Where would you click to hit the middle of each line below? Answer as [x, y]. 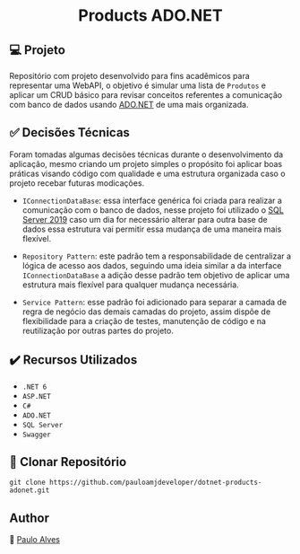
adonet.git [30, 490]
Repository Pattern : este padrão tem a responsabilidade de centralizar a [157, 256]
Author [29, 518]
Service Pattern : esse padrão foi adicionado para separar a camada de [154, 302]
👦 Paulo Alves [35, 540]
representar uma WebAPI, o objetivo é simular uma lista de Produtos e [138, 85]
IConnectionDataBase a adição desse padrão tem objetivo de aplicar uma [156, 275]
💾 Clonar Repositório [68, 462]
